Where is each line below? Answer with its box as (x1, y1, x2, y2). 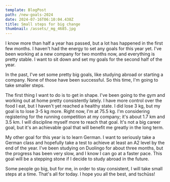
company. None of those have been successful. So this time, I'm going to (5, 77, 158, 83)
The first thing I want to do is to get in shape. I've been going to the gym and (5, 92, 165, 98)
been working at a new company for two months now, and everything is (5, 51, 155, 57)
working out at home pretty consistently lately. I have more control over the (5, 97, 162, 104)
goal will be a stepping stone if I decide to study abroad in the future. (5, 156, 150, 162)
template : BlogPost (5, 7, 47, 13)
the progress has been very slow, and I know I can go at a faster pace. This (5, 151, 162, 157)
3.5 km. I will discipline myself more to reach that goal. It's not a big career (5, 119, 161, 125)
